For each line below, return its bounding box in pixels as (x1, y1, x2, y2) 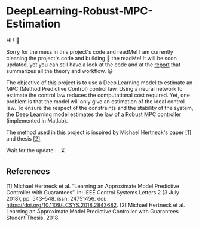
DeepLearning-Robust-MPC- (6, 4, 154, 18)
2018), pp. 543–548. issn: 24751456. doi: (6, 195, 107, 202)
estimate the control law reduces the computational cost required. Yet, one (6, 91, 190, 99)
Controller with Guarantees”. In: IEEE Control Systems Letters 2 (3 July (6, 188, 179, 196)
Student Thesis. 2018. (6, 214, 60, 221)
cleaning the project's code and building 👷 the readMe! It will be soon (6, 54, 177, 62)
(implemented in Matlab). (6, 117, 68, 124)
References (6, 166, 50, 177)
